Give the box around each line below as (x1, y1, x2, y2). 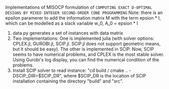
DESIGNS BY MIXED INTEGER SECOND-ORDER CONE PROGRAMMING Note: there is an (5, 10, 163, 16)
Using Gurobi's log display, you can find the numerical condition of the (12, 57, 159, 62)
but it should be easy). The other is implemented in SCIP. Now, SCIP (12, 46, 154, 52)
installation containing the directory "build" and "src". (12, 78, 124, 84)
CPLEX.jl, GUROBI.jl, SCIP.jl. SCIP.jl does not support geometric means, (12, 41, 161, 47)
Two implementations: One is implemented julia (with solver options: (12, 35, 155, 41)
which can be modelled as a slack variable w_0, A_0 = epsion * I (5, 20, 138, 26)
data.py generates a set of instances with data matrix (12, 30, 124, 36)
